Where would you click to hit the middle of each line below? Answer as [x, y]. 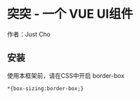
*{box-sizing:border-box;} [45, 88]
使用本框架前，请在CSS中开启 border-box [66, 75]
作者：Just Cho [29, 34]
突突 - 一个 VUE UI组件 [70, 14]
